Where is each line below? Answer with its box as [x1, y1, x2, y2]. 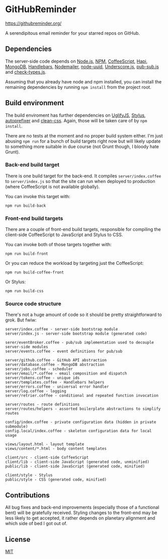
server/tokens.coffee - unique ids [5, 376, 80, 381]
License [5, 535, 31, 544]
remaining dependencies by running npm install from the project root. [5, 84, 152, 90]
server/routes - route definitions [5, 402, 80, 407]
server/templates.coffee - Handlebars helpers [5, 380, 105, 385]
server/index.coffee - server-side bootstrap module [5, 327, 118, 332]
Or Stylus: [5, 279, 26, 285]
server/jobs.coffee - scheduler [5, 366, 73, 372]
